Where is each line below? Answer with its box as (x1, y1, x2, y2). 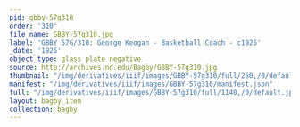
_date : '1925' (9, 47, 62, 55)
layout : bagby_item (9, 96, 82, 106)
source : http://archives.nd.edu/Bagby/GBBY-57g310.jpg (9, 63, 218, 72)
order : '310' (9, 21, 58, 30)
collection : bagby (9, 105, 78, 114)
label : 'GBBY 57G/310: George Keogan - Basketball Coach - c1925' (9, 38, 262, 47)
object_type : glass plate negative (9, 55, 142, 63)
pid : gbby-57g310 (9, 13, 74, 22)
